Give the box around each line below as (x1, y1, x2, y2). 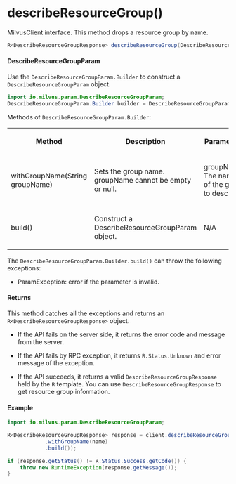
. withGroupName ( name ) (44, 438, 109, 445)
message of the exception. (17, 358, 95, 367)
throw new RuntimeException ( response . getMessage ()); (20, 464, 178, 471)
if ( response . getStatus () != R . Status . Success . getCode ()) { (7, 457, 188, 464)
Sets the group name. (93, 166, 165, 176)
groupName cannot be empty (93, 175, 192, 185)
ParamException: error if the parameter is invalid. (17, 277, 160, 286)
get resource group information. (17, 387, 110, 395)
